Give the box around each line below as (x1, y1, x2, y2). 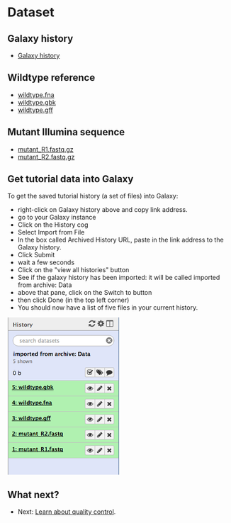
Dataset (7, 4, 55, 21)
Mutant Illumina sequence (7, 126, 125, 138)
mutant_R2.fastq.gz (17, 152, 75, 161)
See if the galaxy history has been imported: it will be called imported (17, 274, 220, 282)
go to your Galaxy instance (17, 213, 96, 222)
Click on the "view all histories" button (17, 266, 130, 274)
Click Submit (17, 251, 55, 259)
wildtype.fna (17, 90, 55, 99)
